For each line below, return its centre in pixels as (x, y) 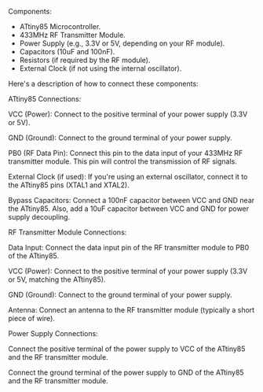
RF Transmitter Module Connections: (68, 232)
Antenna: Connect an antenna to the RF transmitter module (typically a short (131, 310)
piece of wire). (31, 318)
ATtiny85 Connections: (45, 99)
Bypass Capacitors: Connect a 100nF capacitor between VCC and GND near (131, 200)
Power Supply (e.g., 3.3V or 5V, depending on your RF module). (122, 43)
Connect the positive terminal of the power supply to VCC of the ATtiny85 (127, 349)
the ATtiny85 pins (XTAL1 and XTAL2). (69, 185)
